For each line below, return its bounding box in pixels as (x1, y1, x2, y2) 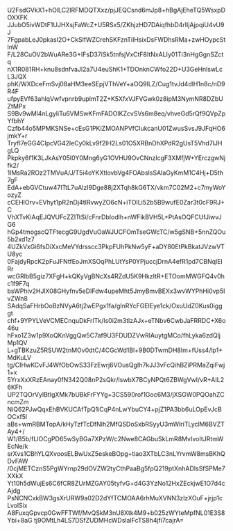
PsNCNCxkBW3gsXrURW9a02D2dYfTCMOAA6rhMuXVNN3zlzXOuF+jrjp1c (7, 494, 223, 502)
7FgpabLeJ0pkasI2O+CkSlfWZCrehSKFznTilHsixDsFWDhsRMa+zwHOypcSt (7, 35, 226, 44)
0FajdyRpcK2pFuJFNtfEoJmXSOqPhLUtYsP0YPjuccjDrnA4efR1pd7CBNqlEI (7, 257, 223, 265)
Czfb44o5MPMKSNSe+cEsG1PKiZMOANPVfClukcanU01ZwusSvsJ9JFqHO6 (7, 125, 225, 132)
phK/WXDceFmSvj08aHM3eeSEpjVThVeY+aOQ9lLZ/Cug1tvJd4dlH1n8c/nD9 (7, 80, 225, 88)
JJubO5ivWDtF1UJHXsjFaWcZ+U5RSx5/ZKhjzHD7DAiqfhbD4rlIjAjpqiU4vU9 (7, 21, 225, 29)
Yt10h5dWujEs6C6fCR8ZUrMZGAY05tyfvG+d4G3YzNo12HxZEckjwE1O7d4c (7, 480, 225, 487)
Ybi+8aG (7, 516, 33, 524)
